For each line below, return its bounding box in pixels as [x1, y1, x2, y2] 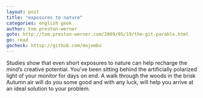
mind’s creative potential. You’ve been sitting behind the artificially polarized [6, 65, 198, 73]
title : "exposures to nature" [6, 15, 83, 21]
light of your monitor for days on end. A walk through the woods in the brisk [6, 72, 196, 79]
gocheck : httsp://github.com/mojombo [6, 43, 102, 49]
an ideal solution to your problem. [6, 85, 91, 92]
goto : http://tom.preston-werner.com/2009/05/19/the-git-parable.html [6, 31, 189, 38]
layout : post [6, 8, 40, 15]
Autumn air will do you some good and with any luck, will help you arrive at [6, 78, 194, 85]
